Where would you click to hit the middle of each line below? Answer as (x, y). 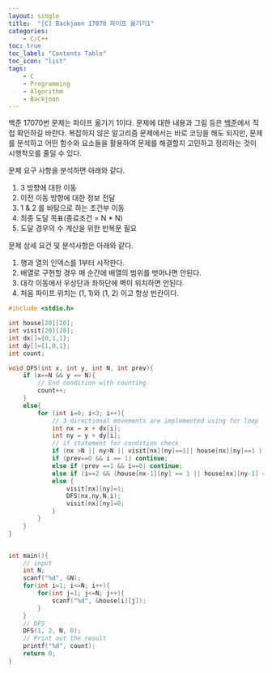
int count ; (27, 354)
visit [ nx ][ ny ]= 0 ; (96, 504)
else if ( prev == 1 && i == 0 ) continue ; (117, 466)
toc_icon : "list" (38, 62)
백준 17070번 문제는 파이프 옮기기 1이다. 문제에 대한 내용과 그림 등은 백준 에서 (130, 123)
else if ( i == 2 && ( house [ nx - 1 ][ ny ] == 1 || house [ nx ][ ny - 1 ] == (160, 474)
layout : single (34, 16)
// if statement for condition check (115, 444)
